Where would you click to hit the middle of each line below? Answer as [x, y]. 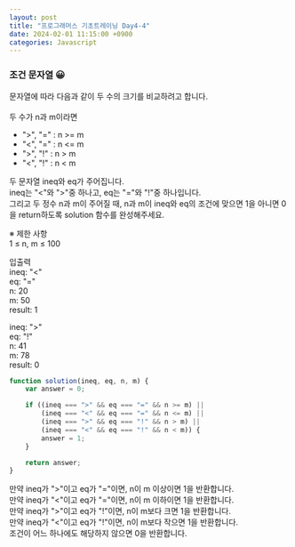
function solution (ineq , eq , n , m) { [79, 381]
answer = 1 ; [64, 438]
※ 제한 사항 [28, 233]
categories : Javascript [53, 42]
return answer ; [53, 463]
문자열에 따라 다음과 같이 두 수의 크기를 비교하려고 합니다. [109, 96]
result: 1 [24, 310]
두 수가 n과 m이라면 [44, 117]
